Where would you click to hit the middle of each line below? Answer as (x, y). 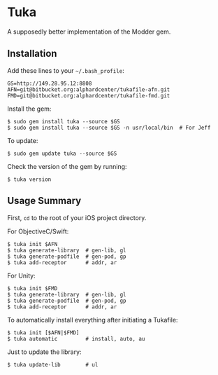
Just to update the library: (44, 352)
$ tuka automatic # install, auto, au (76, 339)
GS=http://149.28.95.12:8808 (50, 83)
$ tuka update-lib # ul (53, 364)
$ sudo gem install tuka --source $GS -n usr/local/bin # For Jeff (109, 128)
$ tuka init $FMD (32, 288)
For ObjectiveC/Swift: (38, 231)
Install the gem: (29, 109)
